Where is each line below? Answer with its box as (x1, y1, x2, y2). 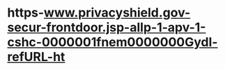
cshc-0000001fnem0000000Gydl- (7, 35, 218, 50)
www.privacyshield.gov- (44, 5, 191, 21)
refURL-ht (7, 49, 65, 65)
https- (7, 5, 45, 21)
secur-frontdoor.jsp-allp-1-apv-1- (7, 19, 206, 35)
